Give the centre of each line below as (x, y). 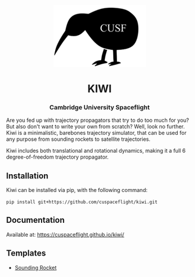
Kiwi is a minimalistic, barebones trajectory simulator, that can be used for (96, 133)
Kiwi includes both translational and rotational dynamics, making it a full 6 (96, 151)
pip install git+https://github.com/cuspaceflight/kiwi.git (82, 202)
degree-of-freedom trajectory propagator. (57, 157)
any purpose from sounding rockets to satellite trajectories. (78, 139)
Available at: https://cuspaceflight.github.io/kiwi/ (65, 234)
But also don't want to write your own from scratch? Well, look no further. (95, 127)
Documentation (36, 220)
